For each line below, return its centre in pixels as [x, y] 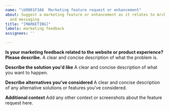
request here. [19, 103]
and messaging [25, 19]
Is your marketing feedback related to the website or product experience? [84, 52]
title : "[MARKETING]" [28, 24]
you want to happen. [27, 73]
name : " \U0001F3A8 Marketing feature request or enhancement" [73, 10]
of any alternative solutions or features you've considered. [66, 88]
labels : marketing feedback [35, 29]
